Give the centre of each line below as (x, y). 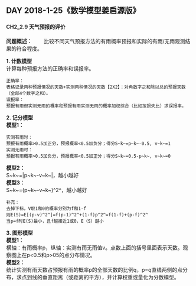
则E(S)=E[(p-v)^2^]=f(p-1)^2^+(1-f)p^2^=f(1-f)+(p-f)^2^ (77, 214)
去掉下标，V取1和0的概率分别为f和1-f (46, 209)
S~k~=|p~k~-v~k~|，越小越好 (43, 175)
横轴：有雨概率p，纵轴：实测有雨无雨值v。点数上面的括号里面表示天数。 (94, 248)
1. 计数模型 (19, 61)
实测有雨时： (19, 137)
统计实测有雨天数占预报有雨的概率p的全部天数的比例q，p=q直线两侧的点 (94, 269)
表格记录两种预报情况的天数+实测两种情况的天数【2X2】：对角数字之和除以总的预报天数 (96, 87)
